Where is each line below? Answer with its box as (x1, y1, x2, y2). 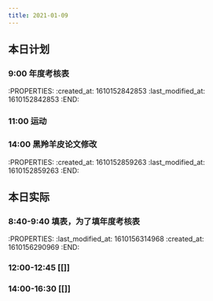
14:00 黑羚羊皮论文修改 (8, 139, 97, 150)
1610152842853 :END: (8, 95, 80, 105)
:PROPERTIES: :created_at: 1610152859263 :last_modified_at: (8, 157, 206, 167)
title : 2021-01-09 (8, 11, 68, 20)
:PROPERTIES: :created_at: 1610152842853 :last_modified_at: (8, 86, 206, 96)
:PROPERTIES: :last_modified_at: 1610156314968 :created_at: (8, 234, 204, 244)
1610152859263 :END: (8, 166, 80, 175)
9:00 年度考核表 (8, 68, 69, 79)
